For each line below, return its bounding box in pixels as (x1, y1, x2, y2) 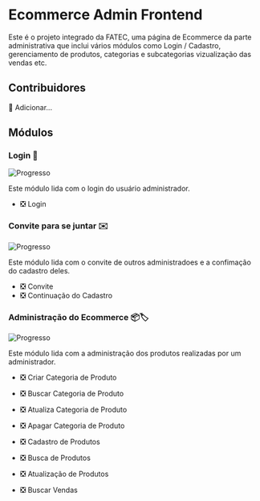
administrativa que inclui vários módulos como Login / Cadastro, (8, 40, 221, 50)
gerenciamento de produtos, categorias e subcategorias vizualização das (8, 49, 251, 59)
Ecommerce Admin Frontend (8, 6, 203, 24)
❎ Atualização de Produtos (19, 469, 109, 479)
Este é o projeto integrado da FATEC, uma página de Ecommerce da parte (8, 32, 252, 42)
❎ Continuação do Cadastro (19, 290, 113, 300)
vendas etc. (8, 58, 47, 68)
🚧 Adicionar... (8, 102, 53, 112)
